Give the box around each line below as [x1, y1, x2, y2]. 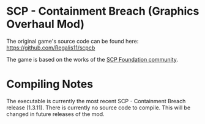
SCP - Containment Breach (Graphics [6, 4, 199, 18]
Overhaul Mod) [6, 17, 84, 31]
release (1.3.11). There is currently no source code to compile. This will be [6, 104, 191, 111]
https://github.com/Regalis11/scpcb [6, 44, 95, 51]
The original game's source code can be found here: [6, 37, 139, 45]
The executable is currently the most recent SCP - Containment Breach [6, 97, 186, 104]
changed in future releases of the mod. [6, 110, 105, 117]
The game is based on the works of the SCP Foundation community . [6, 56, 179, 63]
